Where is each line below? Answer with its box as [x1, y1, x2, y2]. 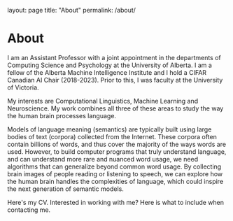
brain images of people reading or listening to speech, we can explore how [7, 169, 223, 178]
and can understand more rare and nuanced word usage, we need [7, 155, 199, 163]
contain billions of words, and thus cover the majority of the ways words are [7, 140, 226, 148]
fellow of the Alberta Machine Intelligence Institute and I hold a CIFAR [7, 68, 207, 76]
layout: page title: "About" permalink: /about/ [7, 6, 136, 14]
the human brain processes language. [7, 111, 117, 120]
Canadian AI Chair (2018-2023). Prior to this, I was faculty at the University [7, 76, 223, 84]
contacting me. [7, 206, 51, 214]
